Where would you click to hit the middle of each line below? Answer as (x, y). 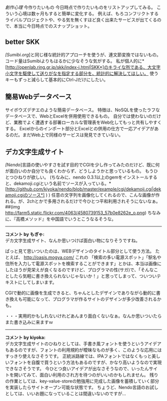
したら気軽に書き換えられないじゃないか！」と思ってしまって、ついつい (83, 276)
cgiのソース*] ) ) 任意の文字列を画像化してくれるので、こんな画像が (86, 195)
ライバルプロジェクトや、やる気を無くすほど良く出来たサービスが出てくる (81, 20)
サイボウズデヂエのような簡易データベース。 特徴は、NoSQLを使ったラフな (83, 110)
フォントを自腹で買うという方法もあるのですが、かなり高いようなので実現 (85, 363)
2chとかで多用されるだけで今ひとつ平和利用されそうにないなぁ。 (93, 201)
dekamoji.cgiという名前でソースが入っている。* (62, 184)
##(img (13, 207)
